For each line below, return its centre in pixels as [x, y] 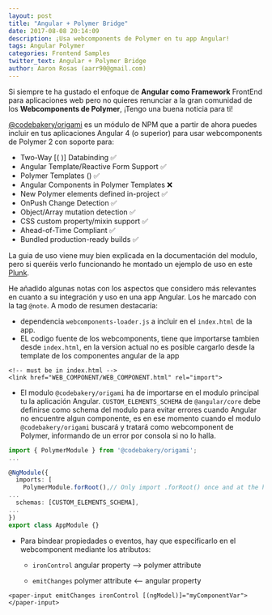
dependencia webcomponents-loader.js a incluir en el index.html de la [136, 321]
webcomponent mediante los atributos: [85, 549]
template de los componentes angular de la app [100, 355]
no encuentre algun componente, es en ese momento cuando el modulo [140, 418]
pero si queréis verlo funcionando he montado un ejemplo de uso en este [131, 264]
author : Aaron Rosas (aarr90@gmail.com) [78, 69]
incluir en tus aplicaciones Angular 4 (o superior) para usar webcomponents [136, 133]
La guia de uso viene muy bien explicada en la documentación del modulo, [133, 255]
